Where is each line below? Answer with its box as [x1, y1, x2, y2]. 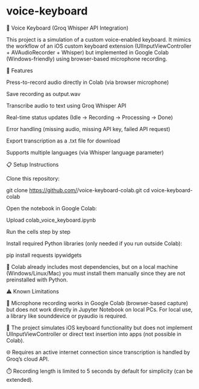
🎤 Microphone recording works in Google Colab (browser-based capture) [6, 299, 189, 306]
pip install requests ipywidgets [6, 251, 82, 259]
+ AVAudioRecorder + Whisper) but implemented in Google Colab [6, 48, 169, 56]
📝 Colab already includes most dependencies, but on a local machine [6, 263, 178, 270]
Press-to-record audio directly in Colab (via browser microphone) [6, 79, 169, 86]
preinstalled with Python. [6, 276, 68, 283]
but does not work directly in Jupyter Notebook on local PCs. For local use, [6, 306, 193, 313]
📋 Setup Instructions [6, 161, 59, 168]
